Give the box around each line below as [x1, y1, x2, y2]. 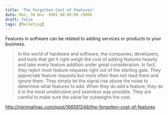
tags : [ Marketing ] [5, 21, 44, 27]
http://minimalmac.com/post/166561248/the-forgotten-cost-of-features [5, 104, 155, 110]
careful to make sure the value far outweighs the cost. [17, 94, 131, 100]
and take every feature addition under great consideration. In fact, [17, 62, 156, 68]
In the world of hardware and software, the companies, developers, [17, 51, 159, 57]
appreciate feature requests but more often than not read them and [17, 72, 159, 79]
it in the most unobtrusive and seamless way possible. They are [17, 89, 151, 95]
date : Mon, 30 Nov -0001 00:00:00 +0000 [5, 12, 93, 17]
